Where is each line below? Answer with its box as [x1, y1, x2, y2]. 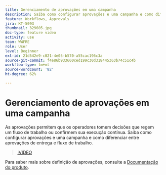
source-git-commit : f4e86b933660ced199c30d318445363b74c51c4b [5, 58, 136, 63]
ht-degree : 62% [5, 72, 37, 77]
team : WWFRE [5, 40, 30, 44]
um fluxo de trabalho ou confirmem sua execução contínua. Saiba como [5, 129, 152, 135]
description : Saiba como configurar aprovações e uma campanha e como [5, 12, 154, 17]
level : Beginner [5, 48, 39, 53]
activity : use [5, 35, 35, 40]
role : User [5, 44, 28, 49]
